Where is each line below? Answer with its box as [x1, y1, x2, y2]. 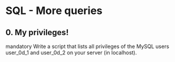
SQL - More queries [5, 4, 103, 18]
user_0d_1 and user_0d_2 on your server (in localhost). [5, 49, 137, 56]
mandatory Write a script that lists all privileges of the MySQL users [5, 43, 169, 50]
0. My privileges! [5, 27, 69, 37]
